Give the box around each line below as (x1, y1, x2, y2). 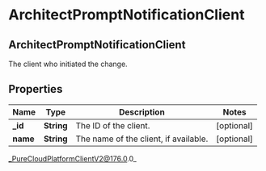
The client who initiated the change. (8, 59, 128, 69)
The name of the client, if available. (75, 133, 209, 144)
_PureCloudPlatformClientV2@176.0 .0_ (8, 153, 137, 163)
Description (118, 106, 166, 118)
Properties (8, 82, 63, 96)
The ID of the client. (75, 119, 150, 131)
